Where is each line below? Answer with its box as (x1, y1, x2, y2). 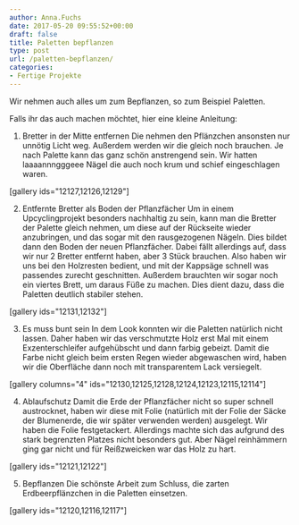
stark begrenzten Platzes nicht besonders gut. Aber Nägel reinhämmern (21, 434, 287, 445)
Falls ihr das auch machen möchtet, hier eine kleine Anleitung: (9, 113, 238, 123)
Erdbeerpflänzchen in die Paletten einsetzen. (21, 487, 188, 498)
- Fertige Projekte (9, 72, 82, 80)
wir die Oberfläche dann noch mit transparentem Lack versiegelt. (21, 361, 262, 372)
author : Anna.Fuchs (9, 13, 82, 22)
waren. (21, 168, 48, 179)
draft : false (9, 30, 58, 38)
